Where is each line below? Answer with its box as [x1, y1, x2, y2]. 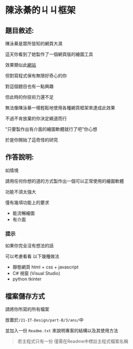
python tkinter [12, 276, 42, 282]
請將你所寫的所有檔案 [5, 306, 49, 312]
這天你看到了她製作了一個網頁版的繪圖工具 [5, 51, 93, 57]
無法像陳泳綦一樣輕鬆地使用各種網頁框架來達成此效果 [5, 105, 115, 111]
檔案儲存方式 [5, 292, 45, 300]
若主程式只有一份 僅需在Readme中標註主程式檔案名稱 [17, 338, 128, 344]
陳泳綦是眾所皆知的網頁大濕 [5, 41, 63, 46]
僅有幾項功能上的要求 [5, 199, 49, 205]
